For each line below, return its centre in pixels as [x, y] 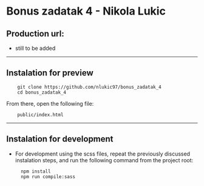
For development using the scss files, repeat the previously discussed [102, 154]
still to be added [35, 48]
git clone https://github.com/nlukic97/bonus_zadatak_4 [90, 87]
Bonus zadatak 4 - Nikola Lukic [86, 11]
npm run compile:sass [48, 177]
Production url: [36, 34]
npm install [36, 171]
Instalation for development [60, 139]
